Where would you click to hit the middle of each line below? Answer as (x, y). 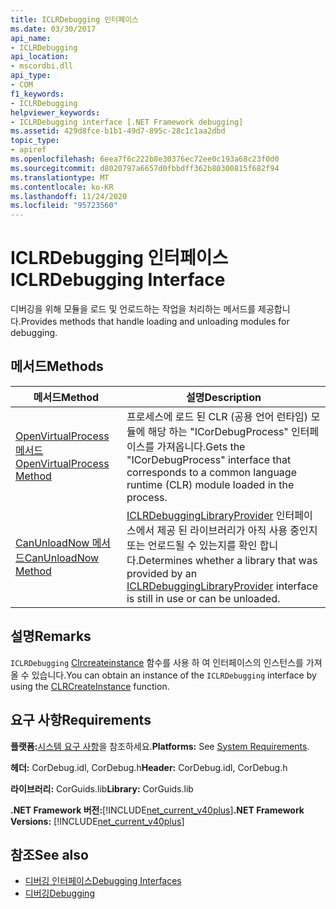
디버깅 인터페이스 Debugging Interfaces (103, 881)
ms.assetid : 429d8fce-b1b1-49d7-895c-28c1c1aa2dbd (118, 131)
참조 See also (49, 854)
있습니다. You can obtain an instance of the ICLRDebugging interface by (174, 675)
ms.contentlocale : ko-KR (62, 187)
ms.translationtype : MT (60, 177)
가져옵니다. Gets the (201, 446)
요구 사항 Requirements (81, 720)
